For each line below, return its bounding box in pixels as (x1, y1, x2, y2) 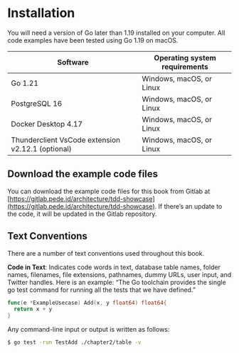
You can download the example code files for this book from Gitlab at (7, 187, 211, 195)
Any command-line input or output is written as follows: (7, 325, 170, 334)
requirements (161, 62, 208, 72)
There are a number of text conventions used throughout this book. (7, 249, 205, 257)
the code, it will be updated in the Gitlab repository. (7, 210, 157, 218)
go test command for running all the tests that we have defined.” (7, 286, 196, 294)
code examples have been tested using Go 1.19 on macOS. (7, 36, 179, 44)
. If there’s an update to (154, 202, 223, 210)
